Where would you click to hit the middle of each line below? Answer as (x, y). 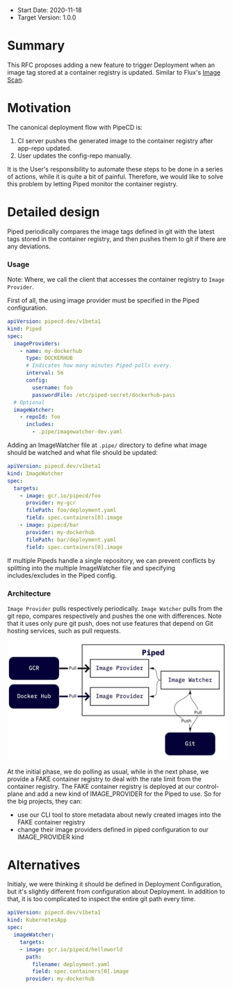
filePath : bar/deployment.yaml (71, 540)
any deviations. (29, 246)
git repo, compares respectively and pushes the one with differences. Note (114, 616)
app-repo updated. (44, 148)
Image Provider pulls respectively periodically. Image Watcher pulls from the (115, 608)
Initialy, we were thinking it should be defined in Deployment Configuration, (115, 884)
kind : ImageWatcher (35, 474)
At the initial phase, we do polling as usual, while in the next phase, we (108, 771)
